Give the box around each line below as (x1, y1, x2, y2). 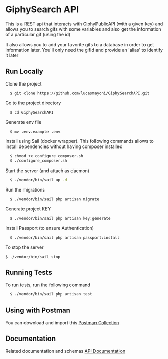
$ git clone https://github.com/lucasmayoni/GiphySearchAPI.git (10, 91, 150, 96)
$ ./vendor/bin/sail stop (5, 254, 60, 259)
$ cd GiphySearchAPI (10, 110, 54, 115)
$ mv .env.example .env (10, 129, 60, 134)
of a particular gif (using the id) (5, 31, 71, 37)
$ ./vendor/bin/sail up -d (10, 178, 67, 183)
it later (5, 52, 19, 58)
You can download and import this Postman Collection (5, 320, 119, 326)
